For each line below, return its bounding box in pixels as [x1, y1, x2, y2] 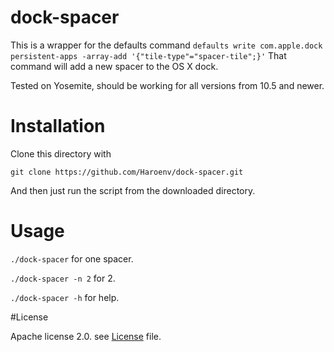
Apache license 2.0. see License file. [10, 330, 162, 342]
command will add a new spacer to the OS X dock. [10, 60, 219, 72]
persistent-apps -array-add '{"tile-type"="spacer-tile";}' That [10, 49, 287, 61]
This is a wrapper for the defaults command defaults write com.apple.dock [10, 39, 323, 51]
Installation [10, 115, 106, 138]
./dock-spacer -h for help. [10, 291, 120, 303]
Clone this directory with [10, 147, 112, 160]
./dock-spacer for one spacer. [10, 252, 134, 265]
